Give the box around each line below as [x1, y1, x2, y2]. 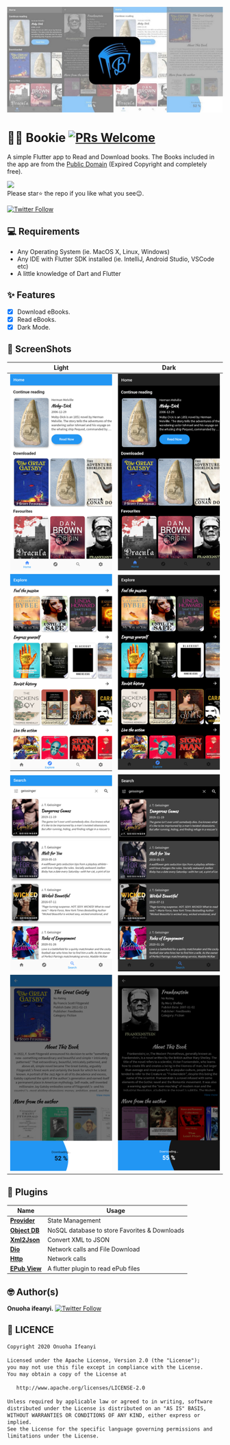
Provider [10, 1216, 36, 1225]
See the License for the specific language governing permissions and [7, 1425, 213, 1433]
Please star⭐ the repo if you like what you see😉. [7, 189, 144, 198]
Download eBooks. [16, 308, 71, 316]
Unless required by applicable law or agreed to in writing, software [7, 1398, 213, 1405]
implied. [7, 1418, 32, 1426]
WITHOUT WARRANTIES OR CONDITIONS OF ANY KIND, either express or [7, 1411, 201, 1419]
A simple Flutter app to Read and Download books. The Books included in [7, 153, 215, 161]
